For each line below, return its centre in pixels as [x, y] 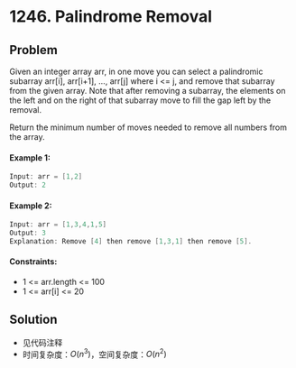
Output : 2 [28, 185]
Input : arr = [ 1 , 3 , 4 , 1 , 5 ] [58, 225]
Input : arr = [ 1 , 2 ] [46, 177]
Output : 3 [28, 233]
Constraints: [33, 262]
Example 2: [31, 206]
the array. [27, 137]
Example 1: [30, 157]
